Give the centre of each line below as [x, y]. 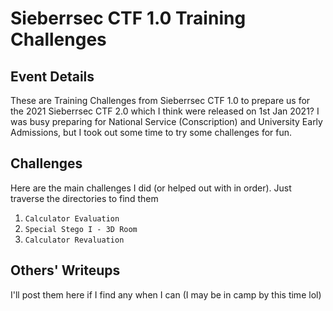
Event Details [52, 76]
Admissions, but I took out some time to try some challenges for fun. [151, 132]
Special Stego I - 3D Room [81, 229]
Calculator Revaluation [74, 240]
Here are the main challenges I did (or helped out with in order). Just [151, 188]
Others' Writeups [65, 270]
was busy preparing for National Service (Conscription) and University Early [166, 121]
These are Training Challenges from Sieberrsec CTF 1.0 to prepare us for [160, 100]
